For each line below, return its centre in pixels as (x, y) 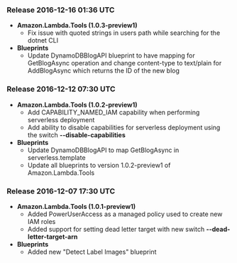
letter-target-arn (53, 237)
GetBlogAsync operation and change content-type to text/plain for (125, 63)
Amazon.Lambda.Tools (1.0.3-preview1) (77, 26)
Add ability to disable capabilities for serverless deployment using (124, 127)
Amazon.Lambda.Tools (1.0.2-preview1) (77, 104)
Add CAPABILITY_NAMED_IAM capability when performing (114, 112)
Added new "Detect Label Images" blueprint (92, 252)
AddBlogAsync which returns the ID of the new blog (104, 71)
